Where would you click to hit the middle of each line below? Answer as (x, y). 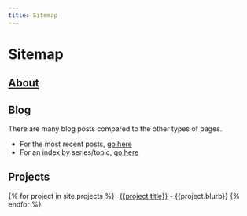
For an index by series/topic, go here (79, 152)
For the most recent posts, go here (76, 144)
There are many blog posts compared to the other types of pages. (115, 129)
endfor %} (25, 204)
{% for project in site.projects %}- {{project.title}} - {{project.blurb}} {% (124, 196)
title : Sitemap (33, 15)
